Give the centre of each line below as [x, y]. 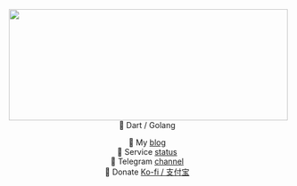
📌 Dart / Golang [147, 125]
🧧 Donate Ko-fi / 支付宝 [147, 172]
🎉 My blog [147, 142]
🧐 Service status [147, 152]
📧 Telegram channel [147, 161]
